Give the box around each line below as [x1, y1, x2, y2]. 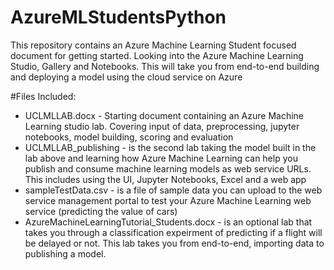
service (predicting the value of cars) [24, 205, 178, 217]
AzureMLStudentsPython [10, 6, 227, 29]
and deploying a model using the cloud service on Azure [10, 71, 243, 83]
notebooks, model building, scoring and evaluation [24, 131, 234, 143]
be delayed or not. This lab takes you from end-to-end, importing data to [24, 237, 325, 249]
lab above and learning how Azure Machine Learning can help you [24, 152, 298, 164]
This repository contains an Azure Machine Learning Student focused [10, 39, 297, 51]
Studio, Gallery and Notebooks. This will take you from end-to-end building [10, 60, 320, 72]
